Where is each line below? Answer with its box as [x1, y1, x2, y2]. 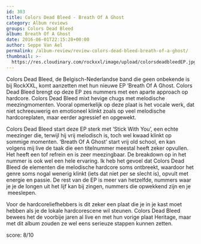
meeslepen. [7, 189, 37, 196]
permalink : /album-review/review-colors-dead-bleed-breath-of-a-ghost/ [6, 48, 188, 54]
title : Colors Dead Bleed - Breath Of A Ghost [6, 14, 124, 20]
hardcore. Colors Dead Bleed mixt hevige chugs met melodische [6, 94, 166, 102]
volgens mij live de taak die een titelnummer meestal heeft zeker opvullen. [6, 144, 189, 152]
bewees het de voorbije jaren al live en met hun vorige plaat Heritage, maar [6, 213, 191, 221]
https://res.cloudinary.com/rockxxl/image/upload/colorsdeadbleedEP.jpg [11, 59, 197, 65]
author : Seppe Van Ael [6, 43, 63, 49]
